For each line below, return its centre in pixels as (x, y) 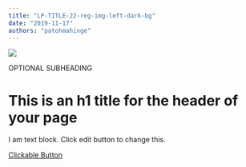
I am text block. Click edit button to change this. (87, 140)
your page (43, 117)
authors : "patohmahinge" (50, 30)
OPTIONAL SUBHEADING (50, 68)
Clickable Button (35, 155)
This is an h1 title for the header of (123, 100)
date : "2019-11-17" (41, 23)
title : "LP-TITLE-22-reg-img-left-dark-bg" (82, 16)
